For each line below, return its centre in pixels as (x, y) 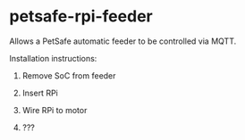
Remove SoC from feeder (69, 75)
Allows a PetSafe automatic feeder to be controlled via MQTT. (123, 41)
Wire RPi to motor (55, 110)
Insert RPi (40, 93)
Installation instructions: (53, 58)
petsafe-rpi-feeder (81, 16)
